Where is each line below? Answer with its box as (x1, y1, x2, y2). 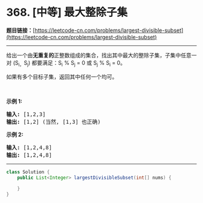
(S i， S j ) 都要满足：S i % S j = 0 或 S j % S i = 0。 (13, 59, 126, 68)
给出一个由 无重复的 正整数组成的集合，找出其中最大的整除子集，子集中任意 (6, 51, 192, 59)
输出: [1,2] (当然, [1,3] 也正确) (6, 118, 101, 125)
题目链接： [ (6, 27, 35, 34)
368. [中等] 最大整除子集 (6, 5, 128, 19)
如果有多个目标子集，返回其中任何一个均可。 (6, 73, 118, 80)
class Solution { (6, 169, 50, 175)
